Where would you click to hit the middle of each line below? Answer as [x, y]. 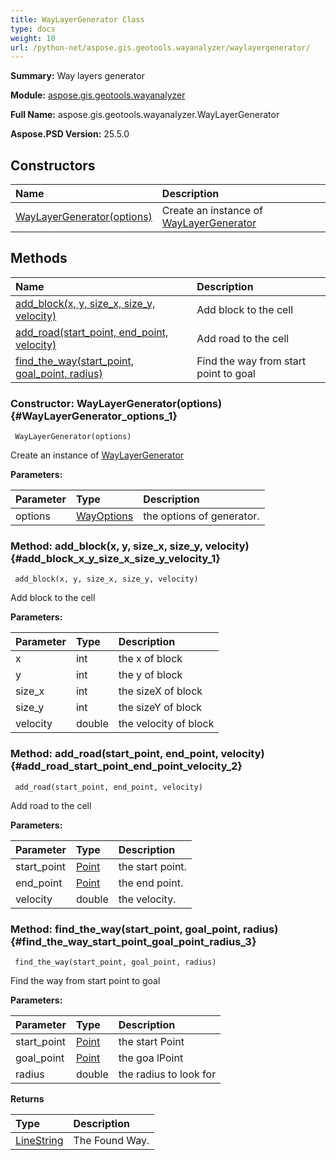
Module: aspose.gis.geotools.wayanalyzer [98, 95]
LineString [39, 1141]
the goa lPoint [151, 1058]
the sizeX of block [160, 691]
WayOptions [104, 516]
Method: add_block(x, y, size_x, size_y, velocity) [130, 546]
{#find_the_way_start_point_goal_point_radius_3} [133, 941]
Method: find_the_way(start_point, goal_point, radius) [144, 929]
